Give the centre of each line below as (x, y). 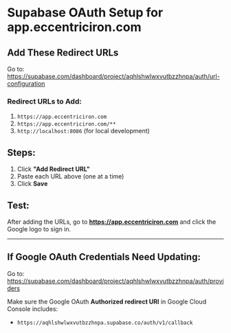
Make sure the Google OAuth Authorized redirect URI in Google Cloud (107, 301)
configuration (26, 83)
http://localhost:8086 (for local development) (83, 131)
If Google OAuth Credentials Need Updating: (104, 257)
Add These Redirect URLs (63, 53)
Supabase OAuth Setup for (85, 13)
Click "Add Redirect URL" (54, 169)
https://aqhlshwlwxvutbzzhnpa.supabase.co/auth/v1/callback (105, 323)
